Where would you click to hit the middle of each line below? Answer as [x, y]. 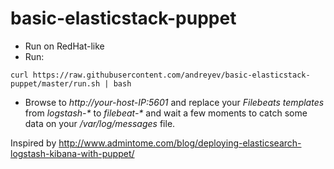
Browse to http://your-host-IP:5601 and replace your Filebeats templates [174, 102]
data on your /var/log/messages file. [100, 123]
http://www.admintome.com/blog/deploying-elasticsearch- [180, 143]
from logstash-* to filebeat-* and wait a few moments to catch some [166, 113]
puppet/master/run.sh [55, 83]
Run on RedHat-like [64, 46]
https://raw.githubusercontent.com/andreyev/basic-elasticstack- [171, 75]
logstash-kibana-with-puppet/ [72, 153]
